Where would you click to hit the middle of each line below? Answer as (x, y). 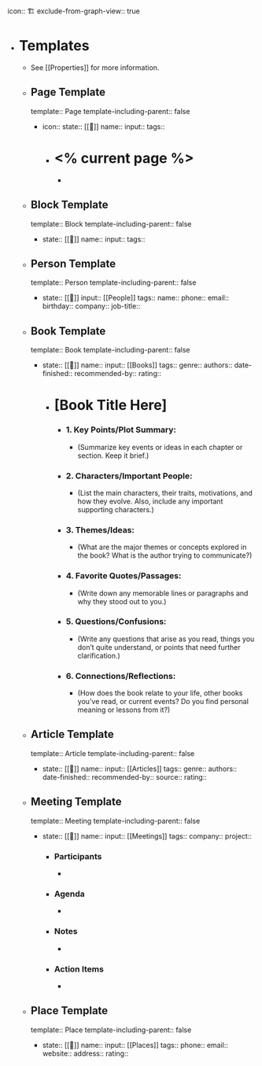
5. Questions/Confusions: (116, 622)
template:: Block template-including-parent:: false (111, 223)
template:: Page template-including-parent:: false (110, 111)
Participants (78, 856)
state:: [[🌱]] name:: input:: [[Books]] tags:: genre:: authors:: (137, 365)
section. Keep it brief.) (113, 456)
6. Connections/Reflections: (121, 676)
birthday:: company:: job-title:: (91, 306)
